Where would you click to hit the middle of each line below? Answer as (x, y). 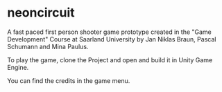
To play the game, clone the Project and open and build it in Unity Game (110, 59)
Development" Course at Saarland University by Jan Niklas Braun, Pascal (112, 39)
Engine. (18, 67)
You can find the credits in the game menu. (69, 80)
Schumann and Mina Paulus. (48, 46)
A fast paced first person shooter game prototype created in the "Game (109, 32)
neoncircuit (41, 13)
